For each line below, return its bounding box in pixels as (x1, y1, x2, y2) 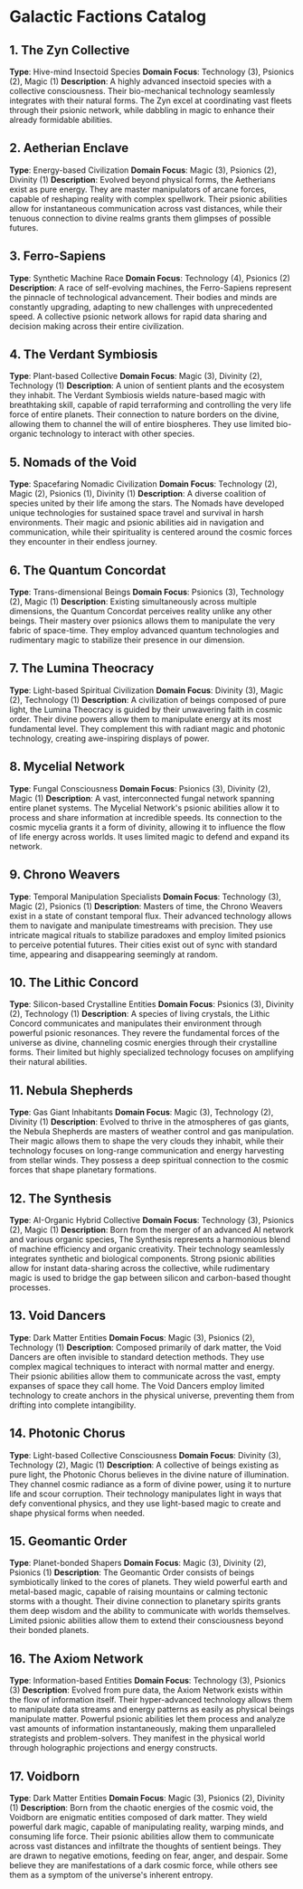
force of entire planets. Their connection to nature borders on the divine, (9, 409, 279, 420)
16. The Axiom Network (9, 1651, 144, 1666)
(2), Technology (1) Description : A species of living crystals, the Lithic (9, 1009, 270, 1020)
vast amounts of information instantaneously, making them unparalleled (9, 1723, 276, 1734)
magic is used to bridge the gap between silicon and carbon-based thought (9, 1272, 291, 1283)
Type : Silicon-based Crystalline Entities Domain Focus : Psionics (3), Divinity (9, 999, 294, 1010)
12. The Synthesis (9, 1191, 112, 1206)
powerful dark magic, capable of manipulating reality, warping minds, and (9, 1821, 284, 1832)
